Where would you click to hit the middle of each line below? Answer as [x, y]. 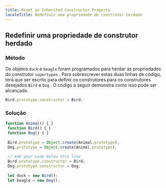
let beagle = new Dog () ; [34, 180]
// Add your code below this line [44, 157]
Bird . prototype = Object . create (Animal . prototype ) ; [63, 142]
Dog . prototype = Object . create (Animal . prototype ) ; [62, 147]
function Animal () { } [29, 124]
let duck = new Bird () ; [33, 176]
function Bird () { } [29, 128]
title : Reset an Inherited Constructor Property [58, 10]
